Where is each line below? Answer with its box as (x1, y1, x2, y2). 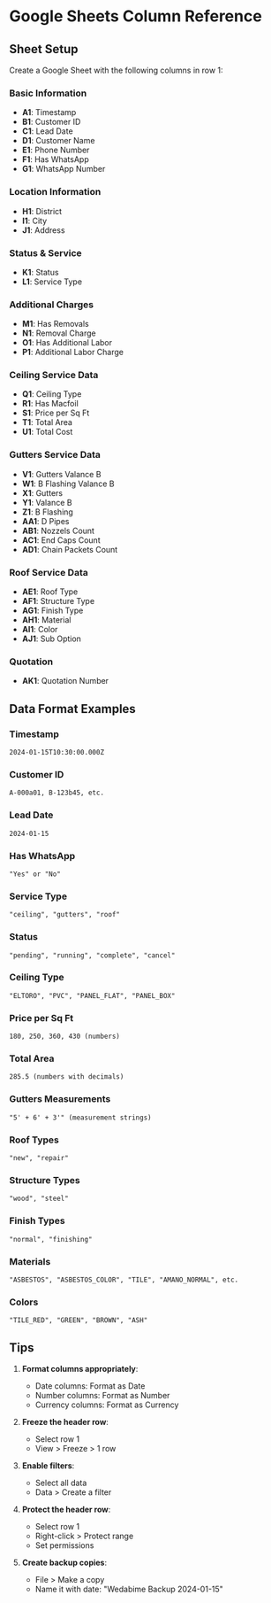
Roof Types (9, 1134, 59, 1146)
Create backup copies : (21, 1557, 108, 1568)
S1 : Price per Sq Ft (21, 407, 90, 418)
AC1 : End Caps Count (21, 534, 101, 546)
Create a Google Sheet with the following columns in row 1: (9, 65, 223, 75)
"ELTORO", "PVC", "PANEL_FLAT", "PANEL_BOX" (9, 991, 176, 1000)
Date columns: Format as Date (34, 1381, 146, 1391)
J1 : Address (21, 224, 65, 236)
